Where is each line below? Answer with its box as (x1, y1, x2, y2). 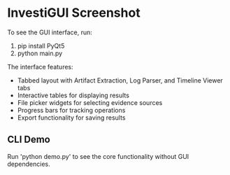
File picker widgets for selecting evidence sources (17, 98, 163, 106)
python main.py (17, 49, 63, 57)
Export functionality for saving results (17, 113, 126, 122)
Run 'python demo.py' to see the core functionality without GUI (7, 152, 189, 160)
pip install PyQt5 (17, 41, 65, 50)
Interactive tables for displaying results (17, 91, 129, 99)
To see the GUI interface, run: (7, 28, 93, 36)
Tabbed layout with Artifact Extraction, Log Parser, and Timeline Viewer (17, 76, 224, 85)
